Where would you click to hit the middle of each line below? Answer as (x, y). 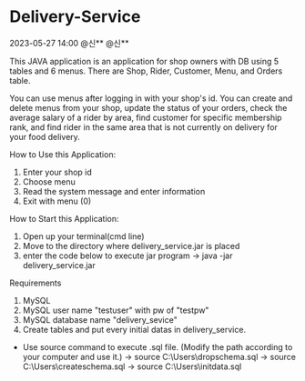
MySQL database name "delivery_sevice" (100, 319)
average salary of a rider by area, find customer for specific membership (146, 117)
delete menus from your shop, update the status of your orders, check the (148, 107)
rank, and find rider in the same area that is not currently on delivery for (143, 127)
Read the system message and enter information (114, 191)
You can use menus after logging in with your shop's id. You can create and (151, 98)
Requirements (36, 283)
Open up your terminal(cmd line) (83, 236)
